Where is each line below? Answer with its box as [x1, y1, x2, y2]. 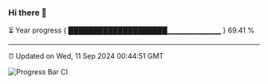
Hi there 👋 [8, 7, 48, 18]
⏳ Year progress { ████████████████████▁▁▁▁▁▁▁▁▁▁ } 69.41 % [8, 25, 255, 35]
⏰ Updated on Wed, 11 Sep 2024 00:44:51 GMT [8, 52, 164, 61]
